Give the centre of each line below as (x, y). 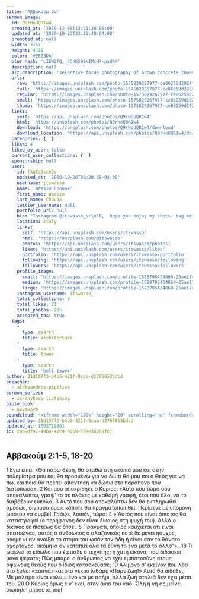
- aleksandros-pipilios (41, 387)
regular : (28, 94)
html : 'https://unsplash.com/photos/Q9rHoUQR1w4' (79, 122)
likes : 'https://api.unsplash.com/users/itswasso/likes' (94, 249)
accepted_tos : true (41, 316)
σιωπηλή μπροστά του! (34, 589)
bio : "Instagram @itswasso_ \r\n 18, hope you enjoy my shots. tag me (105, 216)
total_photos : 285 (39, 310)
